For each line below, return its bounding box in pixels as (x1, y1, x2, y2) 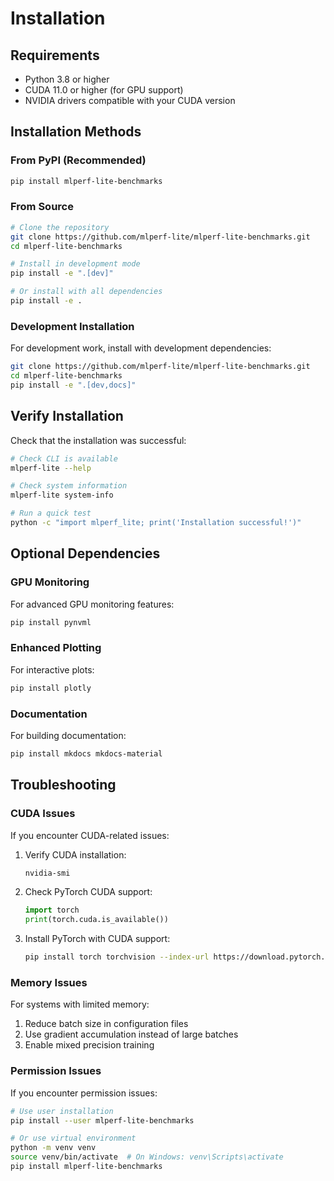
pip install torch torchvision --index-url (24, 952, 210, 962)
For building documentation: (10, 730, 127, 741)
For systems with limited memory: (10, 998, 150, 1011)
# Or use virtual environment (10, 1133, 137, 1144)
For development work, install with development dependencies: (10, 342, 272, 354)
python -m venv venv (10, 1143, 97, 1153)
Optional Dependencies (10, 545, 161, 562)
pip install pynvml (10, 617, 92, 627)
